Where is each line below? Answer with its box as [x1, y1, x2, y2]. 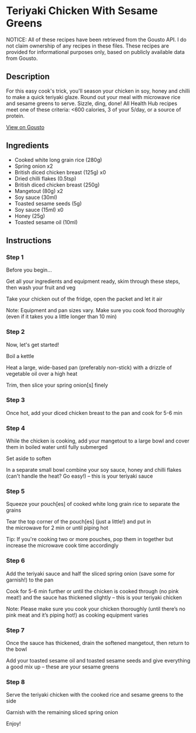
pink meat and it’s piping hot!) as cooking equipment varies [6, 612, 149, 619]
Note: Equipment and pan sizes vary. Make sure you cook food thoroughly [6, 307, 185, 314]
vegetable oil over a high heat [6, 370, 78, 377]
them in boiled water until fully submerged [6, 444, 108, 451]
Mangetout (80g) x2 [14, 187, 63, 194]
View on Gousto [6, 123, 45, 130]
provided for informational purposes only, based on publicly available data [6, 48, 185, 55]
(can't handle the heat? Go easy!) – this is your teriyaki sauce [6, 472, 153, 479]
